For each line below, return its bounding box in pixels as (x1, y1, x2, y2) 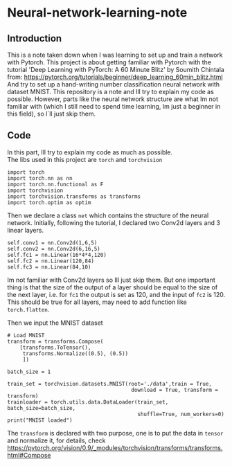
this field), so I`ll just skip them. (7, 109, 96, 118)
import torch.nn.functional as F (7, 181, 104, 188)
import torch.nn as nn (7, 174, 73, 181)
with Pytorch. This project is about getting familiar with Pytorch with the (7, 58, 212, 66)
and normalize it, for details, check (7, 436, 106, 445)
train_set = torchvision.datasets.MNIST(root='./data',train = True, (7, 380, 213, 387)
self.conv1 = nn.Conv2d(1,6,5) (7, 239, 98, 247)
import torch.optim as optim (7, 199, 91, 206)
